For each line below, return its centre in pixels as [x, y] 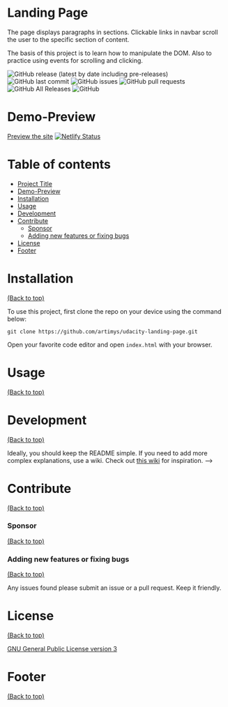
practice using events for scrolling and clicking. [75, 60]
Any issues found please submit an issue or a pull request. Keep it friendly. [114, 588]
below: [17, 319]
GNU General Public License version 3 [62, 649]
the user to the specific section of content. [68, 39]
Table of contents [59, 165]
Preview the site [30, 136]
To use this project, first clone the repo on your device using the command [114, 311]
